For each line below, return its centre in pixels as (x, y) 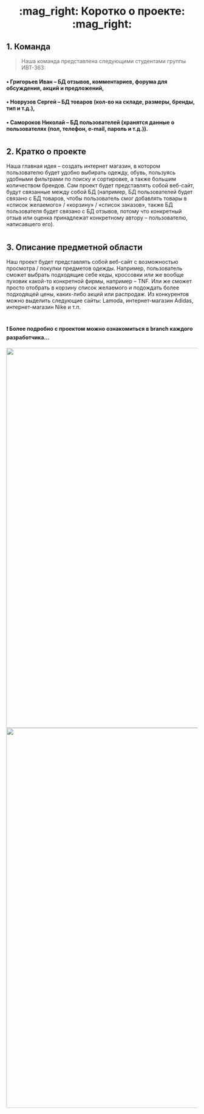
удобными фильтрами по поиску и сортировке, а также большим (91, 179)
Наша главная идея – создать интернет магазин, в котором (83, 166)
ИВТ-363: (33, 67)
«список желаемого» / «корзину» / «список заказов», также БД (90, 205)
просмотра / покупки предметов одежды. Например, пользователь (94, 268)
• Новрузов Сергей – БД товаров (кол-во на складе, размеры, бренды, (101, 102)
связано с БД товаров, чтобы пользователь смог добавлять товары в (97, 198)
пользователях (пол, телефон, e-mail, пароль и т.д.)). (77, 128)
